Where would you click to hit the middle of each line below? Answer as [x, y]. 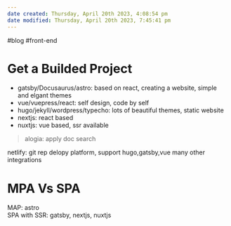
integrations [25, 160]
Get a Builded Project [70, 68]
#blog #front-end [32, 40]
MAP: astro [24, 208]
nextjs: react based [45, 118]
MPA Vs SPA [44, 188]
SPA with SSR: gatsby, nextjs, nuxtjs [59, 215]
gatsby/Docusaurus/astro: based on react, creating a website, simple [117, 88]
